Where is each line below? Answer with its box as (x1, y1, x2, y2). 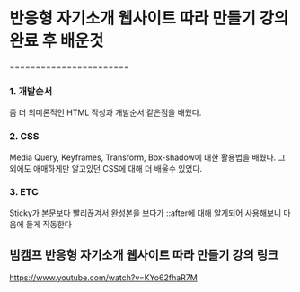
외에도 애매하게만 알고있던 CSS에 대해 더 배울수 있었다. (9, 163, 203, 173)
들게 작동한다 (25, 218, 72, 229)
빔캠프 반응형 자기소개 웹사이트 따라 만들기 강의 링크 (9, 248, 279, 263)
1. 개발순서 (9, 84, 53, 97)
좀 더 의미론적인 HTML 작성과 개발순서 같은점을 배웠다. (9, 107, 202, 118)
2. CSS (9, 130, 40, 143)
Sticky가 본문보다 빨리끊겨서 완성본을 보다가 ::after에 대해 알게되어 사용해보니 (9, 208, 282, 218)
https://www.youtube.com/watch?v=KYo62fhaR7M (9, 271, 198, 283)
